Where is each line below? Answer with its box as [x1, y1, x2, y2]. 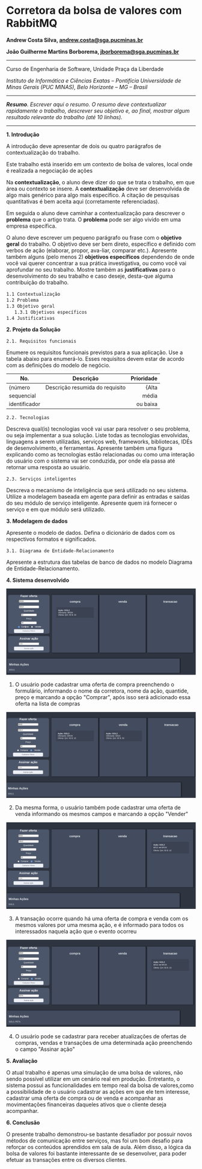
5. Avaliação [6, 1057, 38, 1064]
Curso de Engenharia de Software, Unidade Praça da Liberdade [6, 65, 164, 72]
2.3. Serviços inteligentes [6, 476, 77, 482]
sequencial [8, 392, 36, 399]
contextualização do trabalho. [6, 149, 80, 156]
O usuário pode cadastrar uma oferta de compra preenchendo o [14, 681, 174, 688]
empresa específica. [6, 222, 57, 229]
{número [8, 384, 30, 391]
